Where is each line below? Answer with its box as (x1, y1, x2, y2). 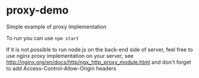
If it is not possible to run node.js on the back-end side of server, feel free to (6, 45, 194, 53)
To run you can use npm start (6, 34, 79, 41)
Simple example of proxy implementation (6, 23, 107, 30)
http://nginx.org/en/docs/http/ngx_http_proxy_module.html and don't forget (6, 58, 192, 66)
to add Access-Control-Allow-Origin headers (6, 64, 117, 71)
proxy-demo (6, 4, 69, 17)
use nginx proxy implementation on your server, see (6, 52, 134, 59)
